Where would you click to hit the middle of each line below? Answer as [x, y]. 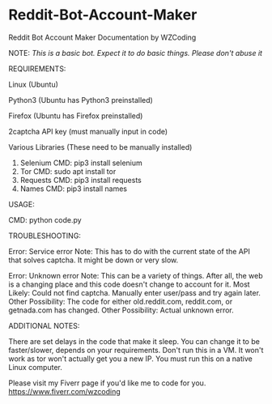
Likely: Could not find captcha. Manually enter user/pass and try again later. [135, 292]
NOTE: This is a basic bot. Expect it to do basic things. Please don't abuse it [136, 53]
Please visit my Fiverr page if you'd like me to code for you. [107, 383]
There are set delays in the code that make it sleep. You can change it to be [134, 341]
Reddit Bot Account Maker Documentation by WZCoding [102, 37]
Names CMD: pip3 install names [74, 189]
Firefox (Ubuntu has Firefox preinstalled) [76, 116]
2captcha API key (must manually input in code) [88, 131]
